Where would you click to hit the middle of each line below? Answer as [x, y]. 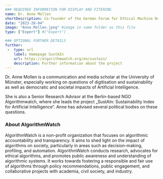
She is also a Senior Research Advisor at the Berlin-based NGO [68, 97]
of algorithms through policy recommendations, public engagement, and [77, 166]
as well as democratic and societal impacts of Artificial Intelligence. [72, 87]
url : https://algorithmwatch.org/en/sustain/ [61, 59]
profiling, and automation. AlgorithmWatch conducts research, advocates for [81, 150]
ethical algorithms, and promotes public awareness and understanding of [78, 156]
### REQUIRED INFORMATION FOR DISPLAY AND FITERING [58, 9]
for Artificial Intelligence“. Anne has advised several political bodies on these [81, 107]
